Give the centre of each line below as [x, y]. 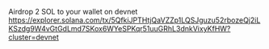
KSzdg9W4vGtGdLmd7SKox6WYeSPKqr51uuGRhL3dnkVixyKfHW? [120, 29]
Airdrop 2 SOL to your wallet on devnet [73, 12]
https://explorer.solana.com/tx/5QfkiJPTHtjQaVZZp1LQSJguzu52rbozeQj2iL [134, 20]
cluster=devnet [34, 37]
